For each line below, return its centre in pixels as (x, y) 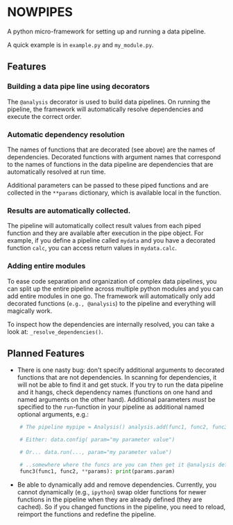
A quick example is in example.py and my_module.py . (80, 45)
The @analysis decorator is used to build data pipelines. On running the (109, 102)
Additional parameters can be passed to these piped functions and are (108, 185)
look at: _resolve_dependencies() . (55, 332)
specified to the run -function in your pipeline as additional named (111, 407)
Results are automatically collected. (69, 211)
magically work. (30, 311)
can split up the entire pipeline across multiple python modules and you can (115, 289)
